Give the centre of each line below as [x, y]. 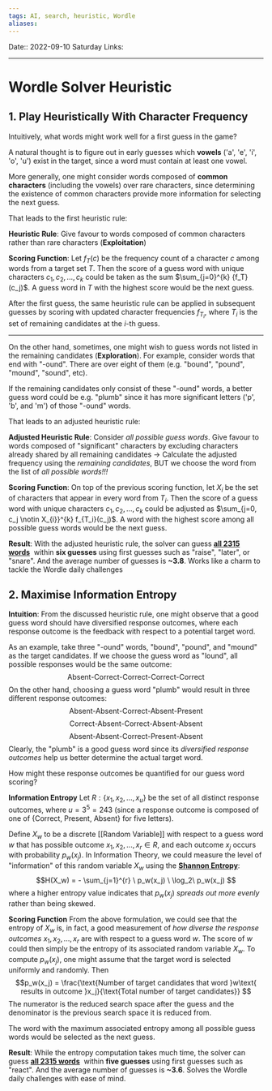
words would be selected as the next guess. [82, 1037]
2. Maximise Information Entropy [93, 595]
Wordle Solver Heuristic [90, 87]
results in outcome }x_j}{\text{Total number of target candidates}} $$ [136, 991]
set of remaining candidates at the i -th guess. [84, 324]
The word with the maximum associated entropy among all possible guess [132, 1029]
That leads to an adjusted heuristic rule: [74, 422]
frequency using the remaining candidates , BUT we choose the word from [132, 463]
